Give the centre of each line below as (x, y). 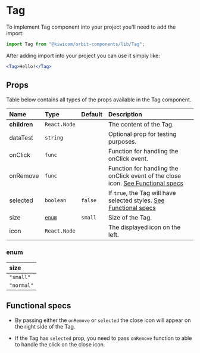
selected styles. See (136, 200)
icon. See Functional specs (146, 183)
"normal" (21, 285)
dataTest (21, 138)
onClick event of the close (145, 175)
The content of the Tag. (141, 124)
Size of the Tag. (130, 217)
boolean (55, 200)
